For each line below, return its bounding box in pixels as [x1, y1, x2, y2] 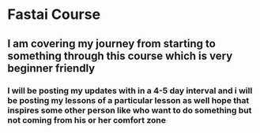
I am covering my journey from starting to [7, 37, 217, 50]
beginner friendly [7, 61, 96, 75]
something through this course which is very [7, 49, 233, 62]
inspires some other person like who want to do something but [7, 105, 252, 116]
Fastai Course [7, 6, 100, 24]
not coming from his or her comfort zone [7, 114, 167, 125]
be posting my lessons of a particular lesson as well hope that [7, 94, 250, 105]
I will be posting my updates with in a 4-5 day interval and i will [7, 85, 253, 96]
